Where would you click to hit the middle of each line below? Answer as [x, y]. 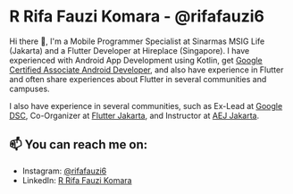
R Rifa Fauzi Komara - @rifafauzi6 [137, 17]
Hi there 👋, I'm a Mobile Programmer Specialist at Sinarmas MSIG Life [137, 41]
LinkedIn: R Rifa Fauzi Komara [77, 180]
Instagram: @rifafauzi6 [64, 171]
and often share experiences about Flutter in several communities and [138, 79]
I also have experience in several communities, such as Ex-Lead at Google [146, 105]
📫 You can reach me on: [79, 145]
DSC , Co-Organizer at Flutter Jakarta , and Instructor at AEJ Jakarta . [134, 115]
